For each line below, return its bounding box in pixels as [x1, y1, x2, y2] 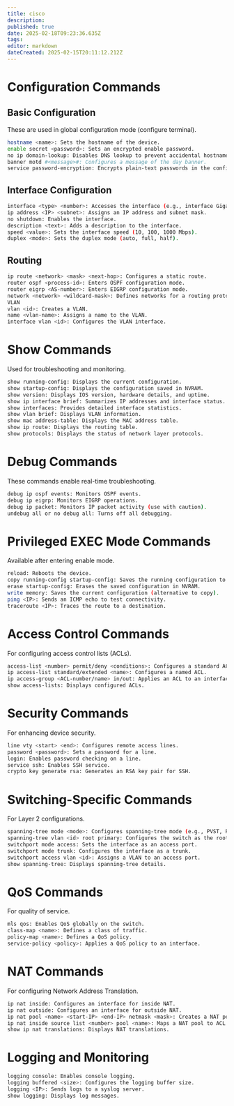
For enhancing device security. [7, 728, 96, 737]
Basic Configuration [7, 107, 96, 119]
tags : [7, 36, 23, 43]
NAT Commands [7, 964, 104, 980]
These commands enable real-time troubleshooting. [7, 477, 157, 485]
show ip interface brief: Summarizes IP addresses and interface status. [7, 398, 226, 405]
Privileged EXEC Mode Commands [7, 533, 211, 549]
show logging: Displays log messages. [7, 1092, 120, 1099]
